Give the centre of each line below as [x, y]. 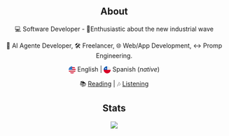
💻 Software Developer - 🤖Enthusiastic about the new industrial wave [114, 29]
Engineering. [114, 55]
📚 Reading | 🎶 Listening [114, 83]
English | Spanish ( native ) [118, 69]
